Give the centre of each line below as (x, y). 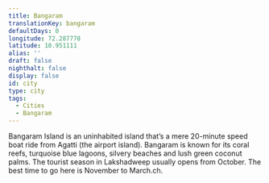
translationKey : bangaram (52, 23)
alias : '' (25, 53)
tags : (17, 98)
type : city (27, 91)
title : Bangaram (35, 16)
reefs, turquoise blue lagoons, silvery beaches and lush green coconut (125, 153)
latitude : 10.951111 (43, 46)
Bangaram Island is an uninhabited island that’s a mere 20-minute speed (128, 136)
